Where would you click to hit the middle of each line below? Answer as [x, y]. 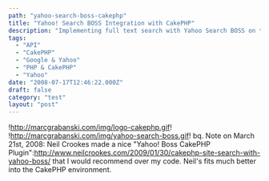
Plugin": [21, 153]
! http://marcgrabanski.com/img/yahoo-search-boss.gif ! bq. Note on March [131, 136]
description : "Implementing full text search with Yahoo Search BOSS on [132, 30]
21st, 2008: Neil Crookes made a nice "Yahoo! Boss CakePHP [109, 144]
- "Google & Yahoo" [48, 61]
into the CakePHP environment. [60, 170]
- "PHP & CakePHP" [46, 68]
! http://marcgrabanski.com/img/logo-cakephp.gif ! [90, 128]
